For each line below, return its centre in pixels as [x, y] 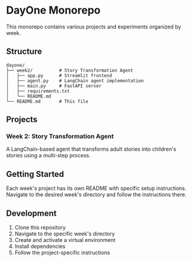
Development [32, 213]
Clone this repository [40, 228]
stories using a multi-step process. [48, 156]
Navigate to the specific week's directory [65, 234]
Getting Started [35, 174]
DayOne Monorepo [53, 10]
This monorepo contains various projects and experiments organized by [94, 27]
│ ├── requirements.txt [38, 91]
